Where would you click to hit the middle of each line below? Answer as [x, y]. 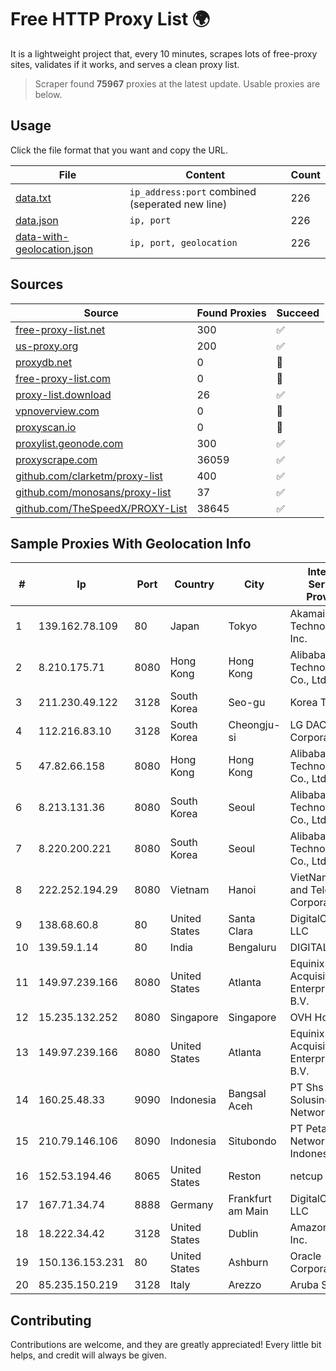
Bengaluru [252, 948]
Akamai [307, 614]
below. [48, 94]
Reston [245, 1176]
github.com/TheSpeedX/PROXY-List [101, 508]
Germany [191, 1205]
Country [194, 584]
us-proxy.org [47, 346]
